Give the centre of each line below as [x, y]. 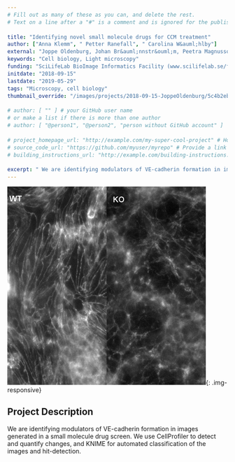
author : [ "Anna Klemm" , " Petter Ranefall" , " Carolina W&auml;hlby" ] [112, 44]
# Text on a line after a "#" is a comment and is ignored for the [108, 22]
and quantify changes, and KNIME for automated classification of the [107, 443]
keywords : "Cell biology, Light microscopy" [73, 59]
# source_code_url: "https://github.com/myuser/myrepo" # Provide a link [117, 147]
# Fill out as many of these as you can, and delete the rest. [101, 15]
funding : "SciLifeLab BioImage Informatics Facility [86, 66]
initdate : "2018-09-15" [42, 73]
